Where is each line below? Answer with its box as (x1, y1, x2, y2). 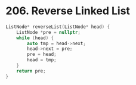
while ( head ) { (16, 34, 54, 41)
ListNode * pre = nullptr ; (16, 29, 81, 35)
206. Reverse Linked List (5, 4, 131, 18)
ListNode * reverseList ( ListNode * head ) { (5, 24, 110, 30)
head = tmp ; (27, 57, 57, 63)
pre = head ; (27, 52, 57, 58)
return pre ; (16, 68, 46, 74)
